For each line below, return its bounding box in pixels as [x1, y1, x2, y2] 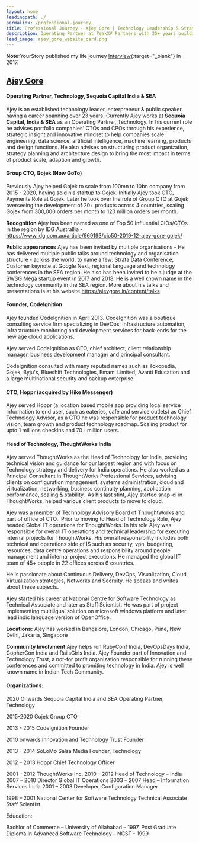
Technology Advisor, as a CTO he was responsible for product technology [6, 414, 187, 421]
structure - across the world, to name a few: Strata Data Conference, [6, 256, 174, 263]
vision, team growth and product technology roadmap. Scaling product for [6, 421, 188, 428]
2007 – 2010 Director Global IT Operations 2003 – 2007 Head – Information [6, 777, 190, 784]
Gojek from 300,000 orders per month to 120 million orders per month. [6, 208, 179, 215]
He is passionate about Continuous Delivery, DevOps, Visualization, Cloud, [6, 571, 188, 578]
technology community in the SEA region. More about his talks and [6, 281, 169, 288]
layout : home [6, 8, 38, 15]
